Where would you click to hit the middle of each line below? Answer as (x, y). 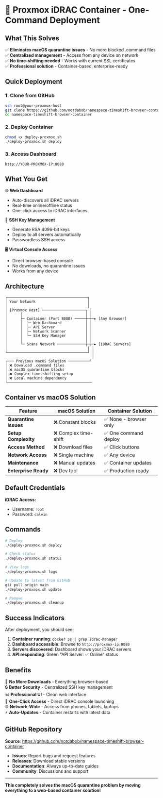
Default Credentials (35, 488)
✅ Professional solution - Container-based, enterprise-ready (66, 66)
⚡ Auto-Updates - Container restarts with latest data (58, 712)
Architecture (25, 286)
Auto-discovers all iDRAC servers (45, 200)
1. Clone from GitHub (30, 96)
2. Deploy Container (29, 127)
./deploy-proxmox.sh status (33, 558)
